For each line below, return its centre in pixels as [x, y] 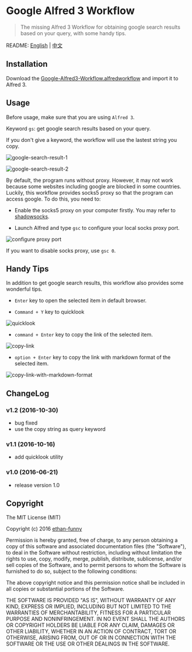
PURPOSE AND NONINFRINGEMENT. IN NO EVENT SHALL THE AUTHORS [96, 619]
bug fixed [26, 423]
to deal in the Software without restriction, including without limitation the [94, 553]
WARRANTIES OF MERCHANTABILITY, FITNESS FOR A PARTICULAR [88, 613]
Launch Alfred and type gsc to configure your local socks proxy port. [97, 227]
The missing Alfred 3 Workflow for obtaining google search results [100, 27]
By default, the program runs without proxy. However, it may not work [90, 180]
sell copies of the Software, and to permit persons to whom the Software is [96, 565]
